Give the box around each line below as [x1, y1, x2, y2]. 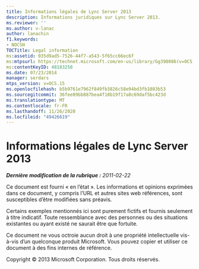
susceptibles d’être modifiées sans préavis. [6, 196, 112, 203]
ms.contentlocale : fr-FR [6, 102, 68, 109]
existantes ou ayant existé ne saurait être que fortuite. [6, 220, 138, 227]
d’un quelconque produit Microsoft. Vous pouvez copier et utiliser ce [20, 238, 188, 245]
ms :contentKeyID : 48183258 [6, 64, 73, 70]
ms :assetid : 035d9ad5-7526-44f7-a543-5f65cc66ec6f [6, 53, 134, 59]
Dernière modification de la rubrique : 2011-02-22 [6, 172, 131, 179]
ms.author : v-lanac [6, 25, 55, 32]
